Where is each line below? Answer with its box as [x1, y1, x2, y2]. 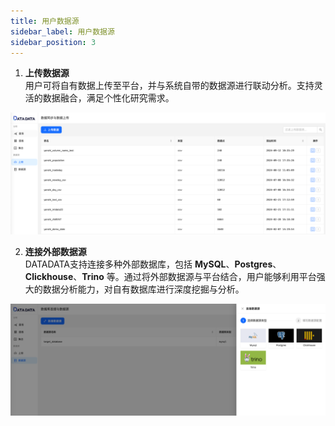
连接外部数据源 [24, 246, 87, 258]
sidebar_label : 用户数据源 [10, 26, 115, 37]
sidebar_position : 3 [10, 37, 97, 47]
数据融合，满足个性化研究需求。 [42, 92, 175, 104]
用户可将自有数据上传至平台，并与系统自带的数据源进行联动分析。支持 [24, 80, 315, 92]
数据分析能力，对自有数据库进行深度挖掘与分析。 [42, 283, 245, 295]
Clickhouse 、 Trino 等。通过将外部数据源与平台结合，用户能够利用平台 [24, 271, 317, 283]
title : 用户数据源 [10, 16, 80, 26]
